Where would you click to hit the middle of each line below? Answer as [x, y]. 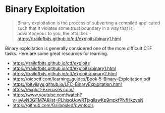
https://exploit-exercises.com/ [43, 89]
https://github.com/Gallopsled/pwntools [53, 105]
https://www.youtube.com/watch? [47, 95]
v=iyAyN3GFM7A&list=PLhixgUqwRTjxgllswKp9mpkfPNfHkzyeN [78, 100]
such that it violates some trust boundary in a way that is [75, 28]
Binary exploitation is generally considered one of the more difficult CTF [79, 48]
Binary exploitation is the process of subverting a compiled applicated [88, 23]
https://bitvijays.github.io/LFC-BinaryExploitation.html [67, 84]
